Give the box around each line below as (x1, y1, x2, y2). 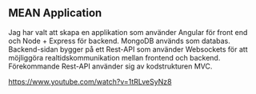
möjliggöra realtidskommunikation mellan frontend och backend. (8, 53, 221, 62)
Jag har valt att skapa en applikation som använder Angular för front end (8, 27, 248, 37)
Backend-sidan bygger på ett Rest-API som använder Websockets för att (8, 44, 248, 54)
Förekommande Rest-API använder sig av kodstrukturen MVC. (8, 61, 213, 71)
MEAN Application (8, 6, 102, 20)
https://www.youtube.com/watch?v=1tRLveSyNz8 (8, 76, 172, 86)
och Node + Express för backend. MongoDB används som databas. (8, 36, 230, 45)
